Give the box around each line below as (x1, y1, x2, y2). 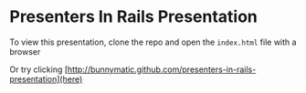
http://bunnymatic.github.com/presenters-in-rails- (67, 64, 257, 75)
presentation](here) (9, 73, 83, 84)
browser (9, 46, 41, 57)
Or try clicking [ (9, 64, 69, 75)
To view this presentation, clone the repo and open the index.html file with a (9, 36, 297, 47)
